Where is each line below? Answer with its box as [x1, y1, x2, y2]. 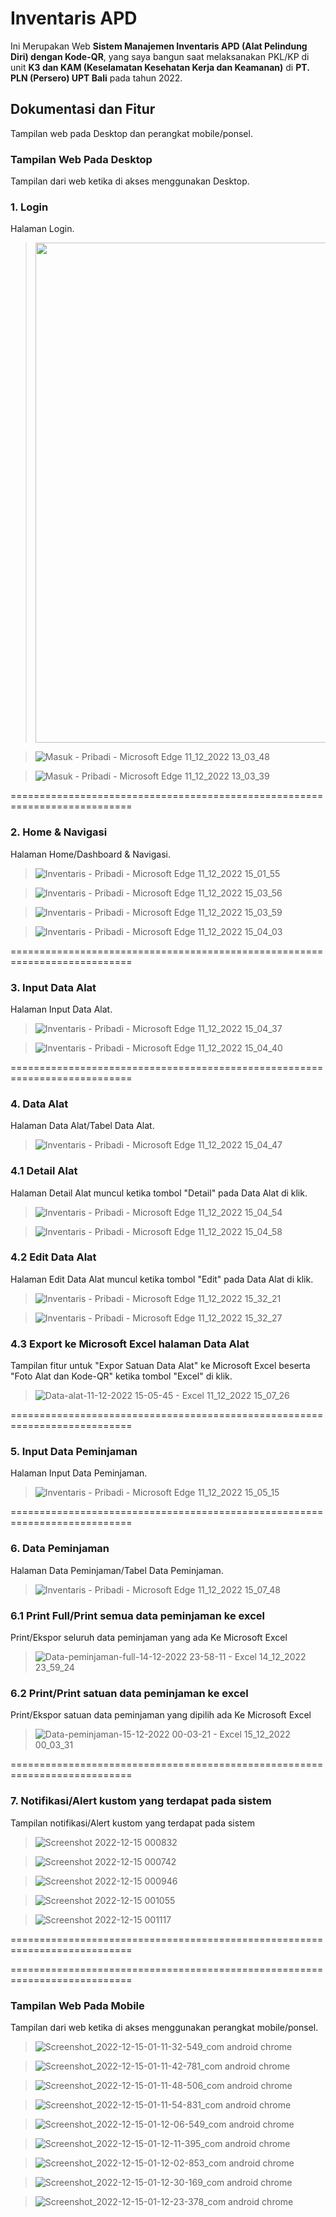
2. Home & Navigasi [10, 825, 108, 839]
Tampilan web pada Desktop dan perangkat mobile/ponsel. [10, 127, 253, 139]
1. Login [10, 200, 49, 214]
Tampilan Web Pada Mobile [10, 1998, 145, 2012]
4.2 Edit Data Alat [10, 1250, 97, 1264]
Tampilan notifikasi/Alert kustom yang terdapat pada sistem [10, 1817, 256, 1829]
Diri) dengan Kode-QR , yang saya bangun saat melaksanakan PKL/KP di [10, 50, 310, 62]
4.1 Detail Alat [10, 1164, 78, 1178]
